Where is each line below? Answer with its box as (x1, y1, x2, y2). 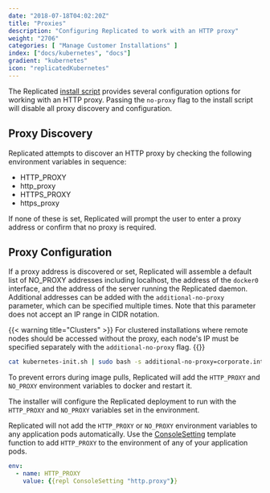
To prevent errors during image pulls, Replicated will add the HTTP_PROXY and (8, 372, 260, 383)
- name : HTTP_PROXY (15, 470, 81, 478)
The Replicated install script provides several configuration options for (8, 86, 241, 96)
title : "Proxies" (8, 19, 67, 27)
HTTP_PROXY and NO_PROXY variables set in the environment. (8, 405, 200, 415)
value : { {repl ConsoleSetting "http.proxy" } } (22, 477, 178, 485)
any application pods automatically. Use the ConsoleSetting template (8, 429, 237, 439)
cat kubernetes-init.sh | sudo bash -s (8, 358, 142, 367)
